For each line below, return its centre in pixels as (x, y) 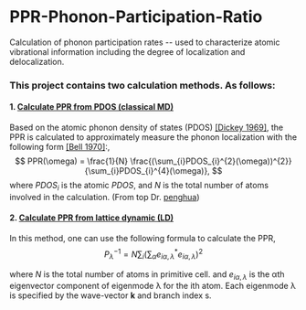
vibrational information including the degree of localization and (127, 51)
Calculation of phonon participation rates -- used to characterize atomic (145, 42)
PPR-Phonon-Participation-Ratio (136, 17)
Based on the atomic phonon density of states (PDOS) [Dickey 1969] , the (147, 128)
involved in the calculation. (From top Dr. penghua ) (105, 197)
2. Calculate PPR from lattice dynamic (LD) (92, 218)
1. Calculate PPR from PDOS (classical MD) (91, 107)
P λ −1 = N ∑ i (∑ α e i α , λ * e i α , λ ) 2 (153, 254)
